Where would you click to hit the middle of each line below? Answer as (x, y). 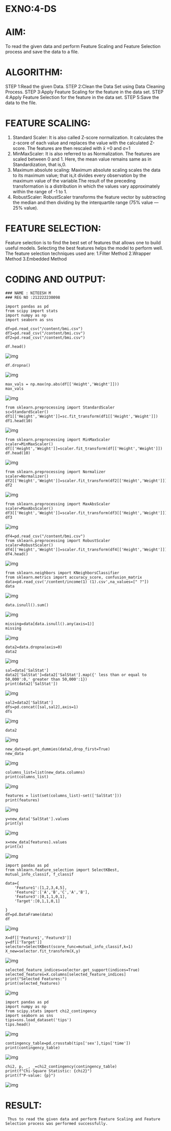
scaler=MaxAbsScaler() (29, 508)
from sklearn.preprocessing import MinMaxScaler (58, 440)
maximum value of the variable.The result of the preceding (74, 181)
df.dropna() (18, 365)
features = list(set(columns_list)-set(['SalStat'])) (64, 795)
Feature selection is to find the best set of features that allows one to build (83, 242)
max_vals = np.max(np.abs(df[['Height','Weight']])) (62, 384)
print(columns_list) (27, 777)
